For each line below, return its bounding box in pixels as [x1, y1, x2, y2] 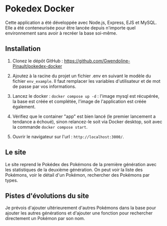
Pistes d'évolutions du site [5, 192, 89, 200]
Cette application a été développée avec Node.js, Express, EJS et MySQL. [5, 19, 157, 25]
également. [12, 103, 36, 110]
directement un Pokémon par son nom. [5, 216, 85, 222]
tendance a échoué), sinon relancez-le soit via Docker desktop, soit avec [12, 118, 163, 125]
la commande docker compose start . [12, 124, 88, 130]
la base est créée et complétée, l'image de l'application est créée [12, 98, 147, 104]
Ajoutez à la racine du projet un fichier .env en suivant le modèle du [12, 73, 151, 79]
